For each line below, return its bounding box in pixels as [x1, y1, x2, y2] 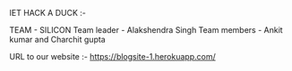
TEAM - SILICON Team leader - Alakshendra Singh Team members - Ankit [9, 25, 284, 35]
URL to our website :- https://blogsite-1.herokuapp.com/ [9, 51, 217, 61]
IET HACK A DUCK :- [9, 8, 87, 18]
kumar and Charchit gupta [9, 35, 106, 44]
